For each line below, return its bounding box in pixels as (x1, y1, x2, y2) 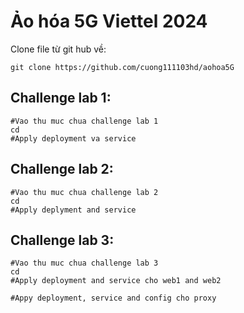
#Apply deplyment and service (10, 205, 137, 215)
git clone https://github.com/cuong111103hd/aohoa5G (10, 62, 235, 72)
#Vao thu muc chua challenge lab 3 (10, 258, 159, 269)
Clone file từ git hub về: (10, 43, 107, 55)
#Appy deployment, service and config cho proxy (10, 293, 217, 304)
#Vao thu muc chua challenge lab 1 (10, 116, 159, 126)
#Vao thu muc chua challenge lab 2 (10, 187, 159, 197)
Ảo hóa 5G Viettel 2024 (10, 10, 208, 33)
